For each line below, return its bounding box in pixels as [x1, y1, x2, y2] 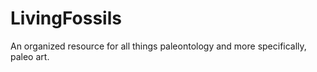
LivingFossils [10, 7, 122, 30]
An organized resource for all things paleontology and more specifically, [10, 40, 307, 52]
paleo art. [10, 50, 50, 62]
